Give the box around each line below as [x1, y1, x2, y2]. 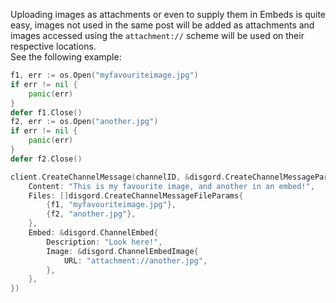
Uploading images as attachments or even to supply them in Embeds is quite [10, 9, 327, 20]
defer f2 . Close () [10, 154, 83, 164]
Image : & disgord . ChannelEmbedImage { [46, 246, 199, 256]
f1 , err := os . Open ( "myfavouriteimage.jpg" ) [10, 70, 199, 80]
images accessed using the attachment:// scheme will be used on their [10, 30, 305, 41]
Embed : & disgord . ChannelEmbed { [28, 228, 159, 238]
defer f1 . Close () [10, 107, 83, 118]
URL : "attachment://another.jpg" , [63, 255, 208, 266]
